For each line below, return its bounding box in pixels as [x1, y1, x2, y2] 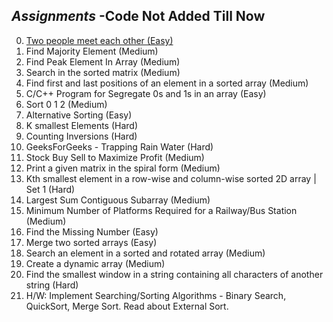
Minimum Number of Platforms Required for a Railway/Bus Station [25, 204, 298, 216]
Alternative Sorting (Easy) [25, 109, 133, 121]
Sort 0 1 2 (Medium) [25, 98, 108, 110]
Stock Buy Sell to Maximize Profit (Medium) [25, 151, 205, 163]
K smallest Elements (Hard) [25, 119, 139, 131]
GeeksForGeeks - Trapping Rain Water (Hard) [25, 140, 214, 153]
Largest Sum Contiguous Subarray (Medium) [25, 194, 211, 206]
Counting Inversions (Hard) [25, 130, 138, 142]
